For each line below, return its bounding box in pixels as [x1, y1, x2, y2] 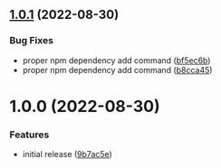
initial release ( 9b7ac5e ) [22, 149, 113, 160]
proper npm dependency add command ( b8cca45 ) [22, 64, 213, 75]
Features [9, 128, 50, 141]
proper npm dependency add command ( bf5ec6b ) [22, 54, 211, 66]
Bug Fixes [9, 34, 54, 47]
